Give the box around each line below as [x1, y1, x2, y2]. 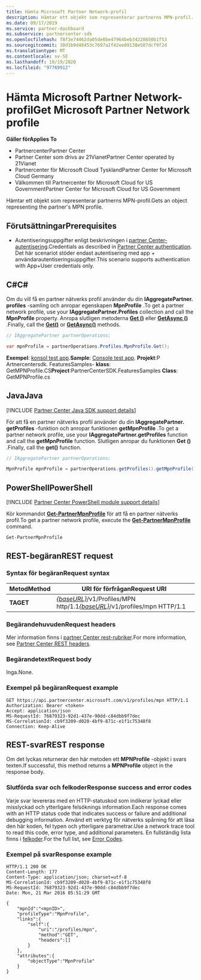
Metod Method [9, 584, 51, 593]
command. [6, 523, 33, 530]
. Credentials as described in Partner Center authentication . [47, 243, 193, 251]
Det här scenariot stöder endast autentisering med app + [14, 249, 156, 257]
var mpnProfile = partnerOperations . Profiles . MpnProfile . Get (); [6, 343, 170, 349]
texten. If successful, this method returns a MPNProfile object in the [6, 762, 173, 769]
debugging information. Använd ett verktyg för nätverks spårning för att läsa [6, 816, 194, 823]
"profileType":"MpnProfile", [17, 910, 90, 917]
